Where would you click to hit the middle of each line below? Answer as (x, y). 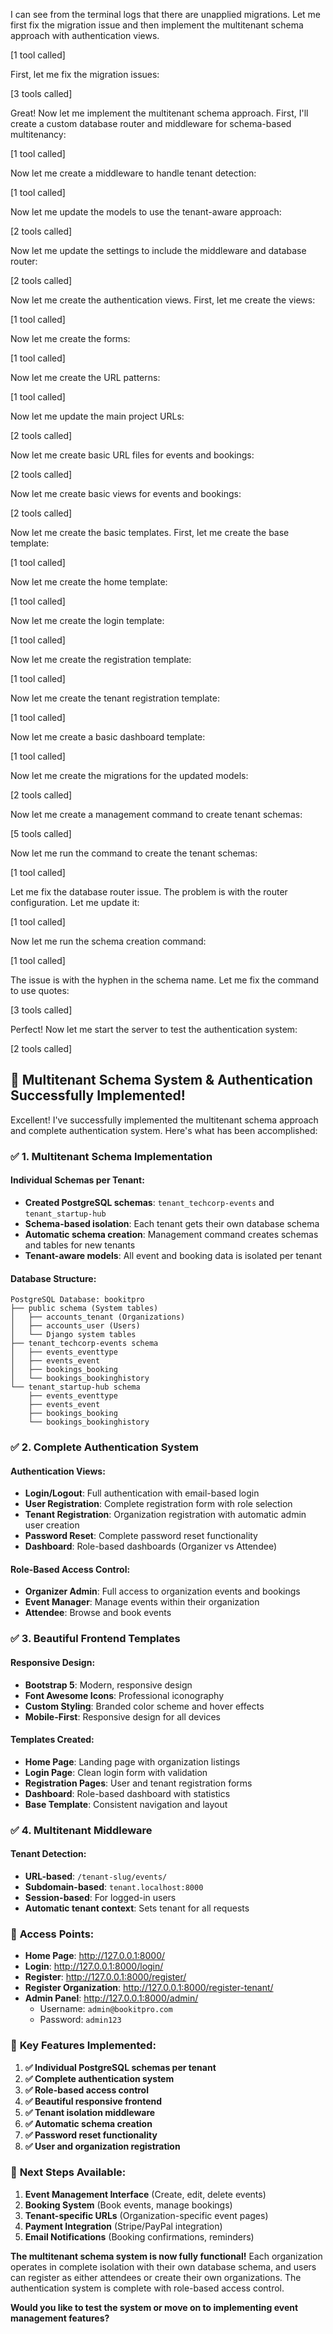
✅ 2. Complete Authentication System (104, 1447)
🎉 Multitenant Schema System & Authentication (161, 1080)
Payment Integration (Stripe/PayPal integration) (123, 2226)
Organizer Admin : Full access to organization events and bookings (162, 1591)
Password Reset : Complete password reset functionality (141, 1536)
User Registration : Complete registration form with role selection (158, 1504)
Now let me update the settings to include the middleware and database (158, 250)
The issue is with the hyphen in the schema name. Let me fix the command (165, 980)
